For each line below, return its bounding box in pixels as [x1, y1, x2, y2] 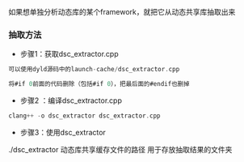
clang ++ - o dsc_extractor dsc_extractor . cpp [8, 112, 161, 120]
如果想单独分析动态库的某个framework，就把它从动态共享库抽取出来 [8, 7, 236, 16]
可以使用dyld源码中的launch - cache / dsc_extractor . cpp [8, 66, 180, 74]
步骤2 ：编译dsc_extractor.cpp [19, 96, 123, 105]
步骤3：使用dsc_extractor [19, 127, 107, 137]
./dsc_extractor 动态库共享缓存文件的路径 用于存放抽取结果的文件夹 [8, 144, 233, 154]
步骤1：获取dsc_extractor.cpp [19, 49, 119, 59]
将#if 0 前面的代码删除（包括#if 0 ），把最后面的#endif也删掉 [8, 80, 190, 88]
